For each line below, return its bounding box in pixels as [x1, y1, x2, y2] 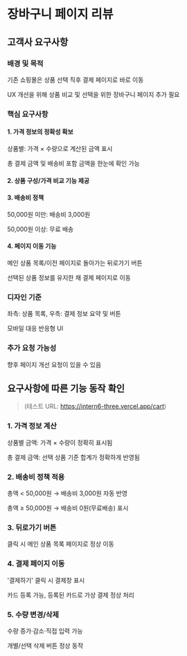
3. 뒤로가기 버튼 [7, 522, 57, 532]
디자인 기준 [7, 292, 42, 302]
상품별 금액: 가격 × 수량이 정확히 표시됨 [7, 438, 113, 447]
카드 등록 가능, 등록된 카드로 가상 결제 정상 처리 [7, 590, 135, 599]
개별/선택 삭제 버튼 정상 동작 [7, 641, 84, 650]
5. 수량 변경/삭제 [7, 610, 60, 619]
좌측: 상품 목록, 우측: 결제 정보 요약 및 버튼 [7, 310, 121, 318]
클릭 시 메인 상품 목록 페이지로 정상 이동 [7, 540, 114, 548]
